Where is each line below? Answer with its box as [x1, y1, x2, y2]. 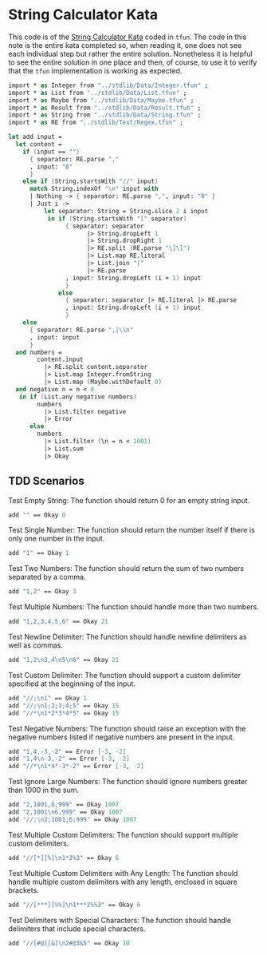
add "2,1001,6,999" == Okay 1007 [8, 801, 120, 809]
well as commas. [8, 640, 64, 650]
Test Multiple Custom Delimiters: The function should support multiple [8, 830, 238, 839]
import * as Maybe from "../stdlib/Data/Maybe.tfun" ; [8, 96, 194, 105]
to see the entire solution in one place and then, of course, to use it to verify [8, 57, 257, 67]
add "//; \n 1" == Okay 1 [8, 694, 88, 702]
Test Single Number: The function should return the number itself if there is [8, 525, 255, 535]
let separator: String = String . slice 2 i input [43, 207, 209, 215]
